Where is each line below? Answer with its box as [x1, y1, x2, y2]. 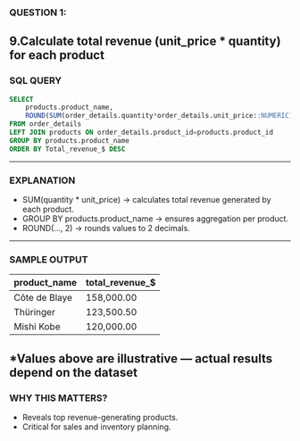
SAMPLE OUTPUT [9, 253, 88, 265]
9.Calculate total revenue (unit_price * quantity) [9, 34, 281, 49]
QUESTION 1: [9, 6, 67, 19]
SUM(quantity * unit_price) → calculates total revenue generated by [21, 195, 271, 205]
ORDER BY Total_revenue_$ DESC [9, 145, 126, 154]
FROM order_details [9, 120, 82, 129]
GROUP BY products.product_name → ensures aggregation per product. [21, 213, 288, 224]
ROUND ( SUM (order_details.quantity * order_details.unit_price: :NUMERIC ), [25, 112, 297, 121]
